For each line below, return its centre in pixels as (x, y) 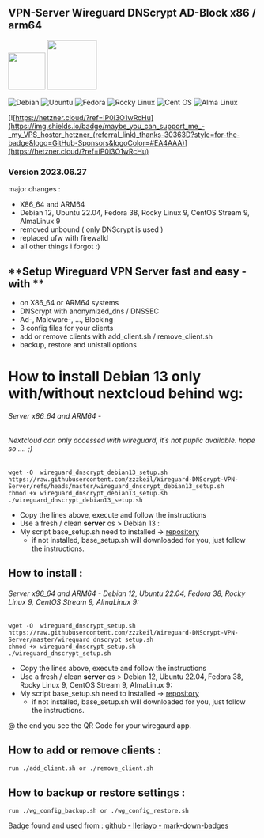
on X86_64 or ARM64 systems (69, 302)
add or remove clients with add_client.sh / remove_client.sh (116, 336)
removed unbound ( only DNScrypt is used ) (91, 229)
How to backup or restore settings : (97, 792)
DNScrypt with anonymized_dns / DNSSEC (89, 311)
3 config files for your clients (66, 328)
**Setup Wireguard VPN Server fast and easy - (128, 271)
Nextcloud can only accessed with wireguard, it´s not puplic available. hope (132, 440)
